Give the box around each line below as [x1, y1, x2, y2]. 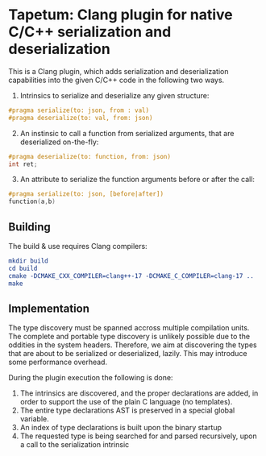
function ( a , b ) [8, 197, 56, 206]
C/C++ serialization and [8, 23, 172, 41]
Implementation [8, 301, 90, 315]
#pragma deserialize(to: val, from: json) [8, 114, 153, 122]
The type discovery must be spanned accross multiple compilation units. [8, 323, 250, 333]
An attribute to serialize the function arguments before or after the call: [19, 175, 256, 184]
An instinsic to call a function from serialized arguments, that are [19, 128, 235, 138]
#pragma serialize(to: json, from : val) [8, 106, 150, 114]
